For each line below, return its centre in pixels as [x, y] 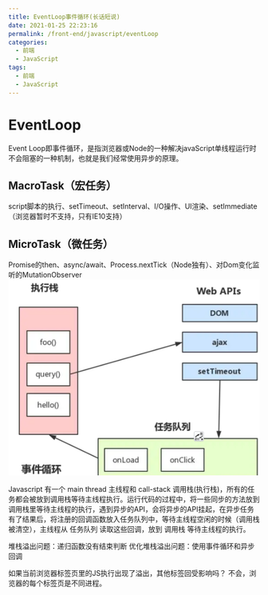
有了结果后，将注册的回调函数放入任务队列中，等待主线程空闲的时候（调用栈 [134, 519]
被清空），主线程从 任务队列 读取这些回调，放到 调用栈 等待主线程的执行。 [129, 529]
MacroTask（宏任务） [63, 185]
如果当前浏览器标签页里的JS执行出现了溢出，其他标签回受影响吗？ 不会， [129, 573]
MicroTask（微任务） [61, 244]
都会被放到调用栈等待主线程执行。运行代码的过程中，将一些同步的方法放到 [137, 499]
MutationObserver [52, 275]
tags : [17, 68]
